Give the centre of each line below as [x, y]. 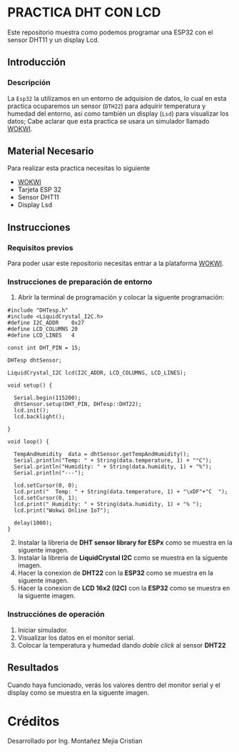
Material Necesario [51, 151]
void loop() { [29, 442]
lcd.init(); [32, 411]
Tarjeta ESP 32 [40, 189]
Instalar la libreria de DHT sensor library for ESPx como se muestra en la [125, 543]
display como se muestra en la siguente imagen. [78, 692]
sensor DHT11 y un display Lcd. [54, 39]
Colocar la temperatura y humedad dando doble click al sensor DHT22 [122, 645]
